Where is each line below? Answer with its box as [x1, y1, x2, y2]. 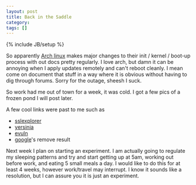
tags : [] [6, 25, 27, 31]
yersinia [14, 124, 34, 131]
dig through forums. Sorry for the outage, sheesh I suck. [6, 77, 142, 84]
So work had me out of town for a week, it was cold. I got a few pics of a [6, 88, 180, 95]
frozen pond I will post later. [6, 95, 73, 102]
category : [6, 19, 30, 25]
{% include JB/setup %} [6, 41, 64, 48]
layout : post [6, 8, 38, 15]
